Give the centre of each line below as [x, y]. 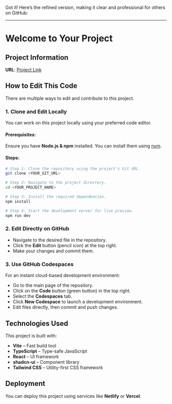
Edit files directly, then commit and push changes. [66, 307]
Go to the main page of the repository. [53, 285]
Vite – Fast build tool [34, 345]
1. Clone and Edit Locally [36, 112]
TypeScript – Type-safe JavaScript [50, 351]
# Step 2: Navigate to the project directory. [56, 183]
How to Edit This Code [41, 86]
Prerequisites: [21, 134]
